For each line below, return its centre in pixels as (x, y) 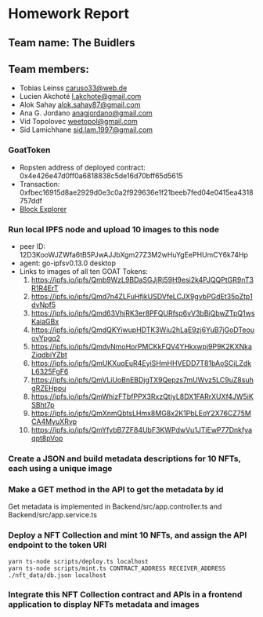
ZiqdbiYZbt (49, 355)
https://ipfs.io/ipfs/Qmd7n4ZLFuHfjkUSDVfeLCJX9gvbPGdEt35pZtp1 (142, 296)
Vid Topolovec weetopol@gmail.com (79, 122)
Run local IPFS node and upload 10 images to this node (113, 229)
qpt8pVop (47, 438)
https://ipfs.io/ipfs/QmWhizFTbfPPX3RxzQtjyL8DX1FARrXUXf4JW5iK (142, 396)
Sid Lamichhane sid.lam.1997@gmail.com (86, 130)
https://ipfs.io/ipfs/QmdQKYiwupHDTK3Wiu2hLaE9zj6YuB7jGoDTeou (143, 330)
